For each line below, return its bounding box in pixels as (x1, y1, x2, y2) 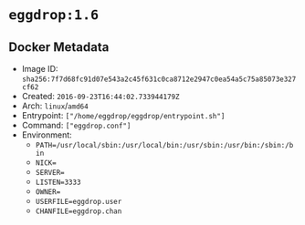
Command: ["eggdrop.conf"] (21, 120, 131, 130)
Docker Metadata (8, 39, 110, 55)
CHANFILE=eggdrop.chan (35, 207, 122, 216)
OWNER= (35, 188, 61, 197)
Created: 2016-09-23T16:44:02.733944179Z (21, 91, 180, 101)
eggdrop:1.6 (8, 6, 100, 24)
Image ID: (21, 64, 58, 74)
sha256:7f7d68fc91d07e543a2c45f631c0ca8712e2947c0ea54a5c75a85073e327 (21, 75, 297, 84)
